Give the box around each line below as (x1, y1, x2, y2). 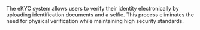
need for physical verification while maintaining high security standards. (6, 18, 184, 24)
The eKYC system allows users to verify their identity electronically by (6, 5, 179, 12)
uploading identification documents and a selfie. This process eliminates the (6, 11, 195, 18)
